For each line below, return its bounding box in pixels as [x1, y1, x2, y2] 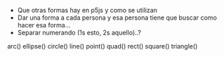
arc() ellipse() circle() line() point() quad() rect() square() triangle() [7, 42, 198, 50]
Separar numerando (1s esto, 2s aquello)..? [17, 28, 142, 37]
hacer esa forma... [17, 21, 71, 29]
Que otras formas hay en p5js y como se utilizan [17, 6, 158, 14]
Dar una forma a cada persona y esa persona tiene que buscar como [17, 13, 218, 22]
